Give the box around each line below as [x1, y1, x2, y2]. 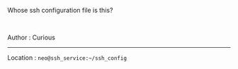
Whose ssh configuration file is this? [7, 6, 113, 14]
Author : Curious [7, 33, 55, 42]
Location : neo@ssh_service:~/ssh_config [7, 54, 127, 62]
